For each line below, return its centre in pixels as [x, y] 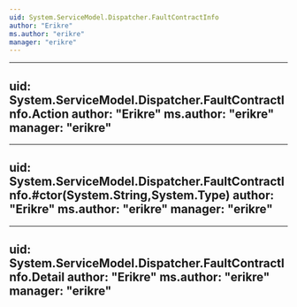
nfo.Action [39, 114]
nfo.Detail [37, 277]
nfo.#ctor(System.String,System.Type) [120, 196]
